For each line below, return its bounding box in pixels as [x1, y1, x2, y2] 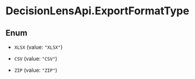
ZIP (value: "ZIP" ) [14, 67, 58, 74]
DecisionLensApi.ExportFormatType [5, 4, 190, 18]
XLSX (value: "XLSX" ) [14, 43, 63, 50]
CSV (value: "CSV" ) [14, 55, 58, 62]
